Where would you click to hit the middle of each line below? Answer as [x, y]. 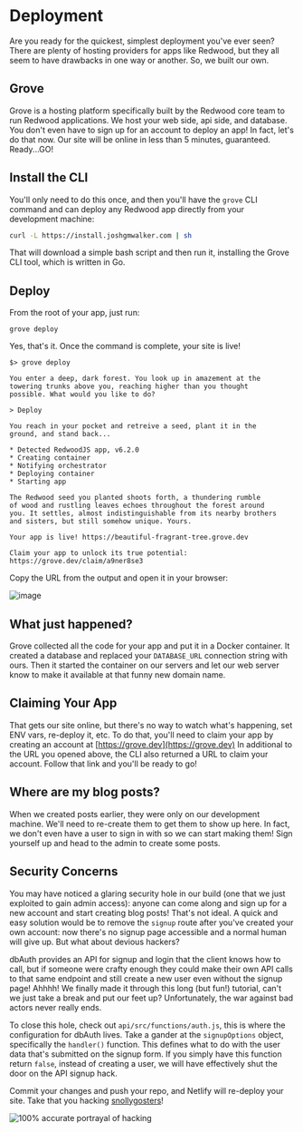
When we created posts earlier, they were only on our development [135, 814]
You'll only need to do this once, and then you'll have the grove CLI [133, 200]
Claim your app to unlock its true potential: [99, 553]
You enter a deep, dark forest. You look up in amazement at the [135, 379]
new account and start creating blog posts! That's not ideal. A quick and [144, 912]
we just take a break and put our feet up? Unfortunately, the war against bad [151, 998]
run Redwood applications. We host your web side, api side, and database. [148, 120]
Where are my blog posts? [85, 792]
